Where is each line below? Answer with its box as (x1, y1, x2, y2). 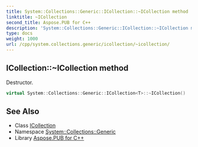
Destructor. (6, 79, 34, 86)
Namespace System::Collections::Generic (14, 128, 116, 135)
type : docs (6, 31, 33, 36)
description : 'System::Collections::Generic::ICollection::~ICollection (6, 25, 189, 31)
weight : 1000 (6, 36, 38, 42)
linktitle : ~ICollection (6, 14, 67, 20)
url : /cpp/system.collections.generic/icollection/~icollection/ (6, 42, 170, 48)
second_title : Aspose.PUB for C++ (6, 19, 91, 25)
